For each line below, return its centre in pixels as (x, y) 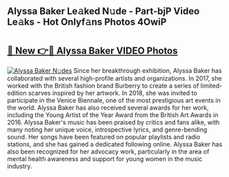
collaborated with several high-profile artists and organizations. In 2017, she (114, 78)
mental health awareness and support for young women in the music (105, 159)
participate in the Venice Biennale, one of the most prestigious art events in (114, 100)
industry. (20, 166)
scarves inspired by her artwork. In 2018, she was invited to (113, 93)
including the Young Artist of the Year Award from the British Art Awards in (113, 115)
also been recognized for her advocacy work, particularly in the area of (108, 152)
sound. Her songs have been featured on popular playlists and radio (104, 137)
